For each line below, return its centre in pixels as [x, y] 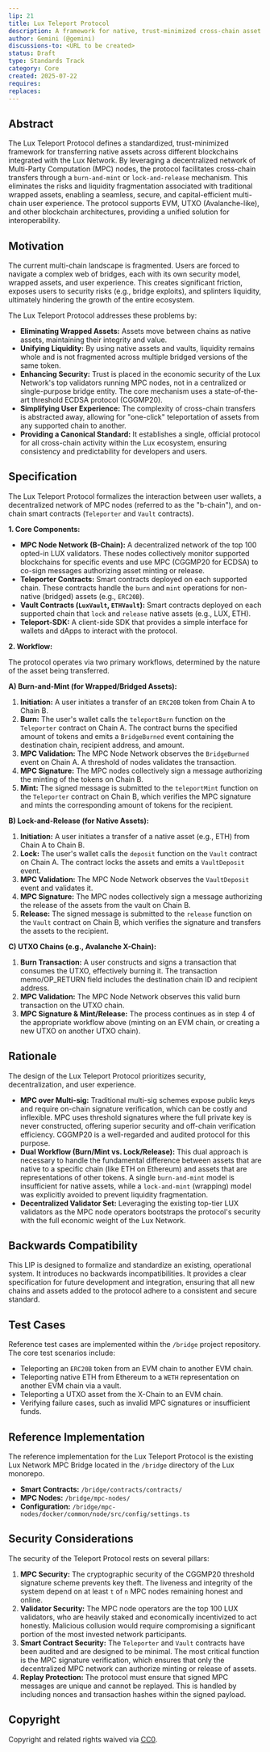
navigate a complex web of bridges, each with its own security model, [125, 274]
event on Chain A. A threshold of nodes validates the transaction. [128, 762]
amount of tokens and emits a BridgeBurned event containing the [127, 736]
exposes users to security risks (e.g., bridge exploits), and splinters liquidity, [135, 291]
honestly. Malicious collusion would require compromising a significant [137, 1625]
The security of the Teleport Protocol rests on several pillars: [109, 1558]
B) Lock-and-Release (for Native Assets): [79, 821]
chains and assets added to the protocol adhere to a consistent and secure [133, 1291]
